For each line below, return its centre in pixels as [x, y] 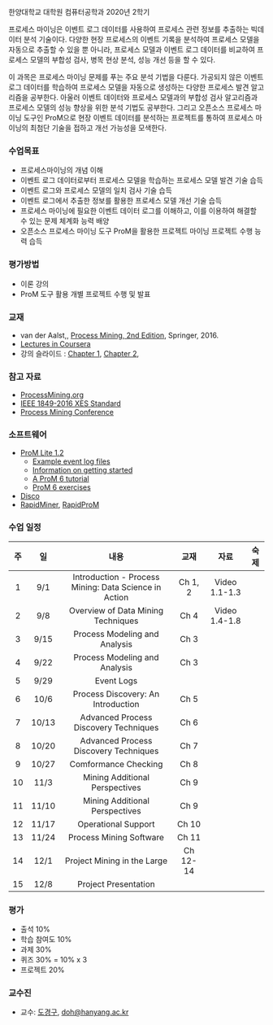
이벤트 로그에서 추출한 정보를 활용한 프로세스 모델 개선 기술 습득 [121, 201]
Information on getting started [82, 470]
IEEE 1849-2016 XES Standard [71, 403]
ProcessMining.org [52, 395]
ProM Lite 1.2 [42, 453]
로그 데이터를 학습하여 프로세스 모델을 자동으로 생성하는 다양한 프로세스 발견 [129, 87]
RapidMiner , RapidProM [60, 505]
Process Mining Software [116, 837]
